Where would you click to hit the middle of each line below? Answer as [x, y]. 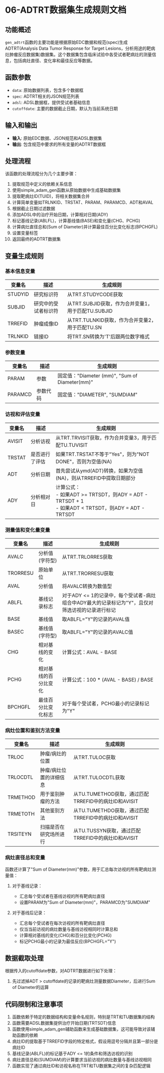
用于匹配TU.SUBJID [90, 311]
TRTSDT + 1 [70, 501]
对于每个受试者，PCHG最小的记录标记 [106, 703]
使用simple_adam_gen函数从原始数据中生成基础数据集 [66, 190]
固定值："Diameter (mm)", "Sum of [97, 376]
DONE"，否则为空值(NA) [84, 461]
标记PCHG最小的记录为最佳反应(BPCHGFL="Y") [68, 941]
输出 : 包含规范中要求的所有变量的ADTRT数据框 [59, 144]
